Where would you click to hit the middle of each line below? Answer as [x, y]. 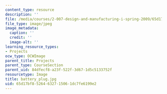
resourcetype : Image [27, 75]
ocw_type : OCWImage [25, 56]
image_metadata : [22, 28]
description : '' [22, 14]
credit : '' [21, 38]
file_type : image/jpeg [29, 24]
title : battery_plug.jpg [31, 79]
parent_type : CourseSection [34, 65]
